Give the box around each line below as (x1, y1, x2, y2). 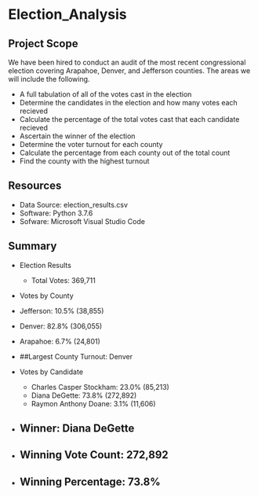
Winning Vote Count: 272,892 (19, 448, 169, 461)
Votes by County (19, 291, 74, 300)
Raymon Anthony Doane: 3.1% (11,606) (31, 399, 156, 408)
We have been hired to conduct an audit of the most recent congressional (8, 57, 246, 67)
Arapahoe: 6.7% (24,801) (19, 336, 100, 346)
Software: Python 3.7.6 (19, 208, 93, 218)
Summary (8, 240, 57, 253)
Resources (8, 179, 62, 193)
